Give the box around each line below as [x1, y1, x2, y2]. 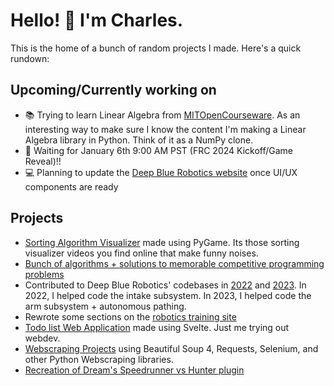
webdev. [24, 332, 61, 344]
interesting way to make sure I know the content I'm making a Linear [24, 123, 307, 135]
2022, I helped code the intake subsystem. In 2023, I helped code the [24, 289, 312, 301]
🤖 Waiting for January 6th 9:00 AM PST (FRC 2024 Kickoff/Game [24, 144, 294, 156]
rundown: [10, 52, 50, 64]
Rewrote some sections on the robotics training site [24, 310, 237, 323]
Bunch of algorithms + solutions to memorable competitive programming [24, 257, 325, 269]
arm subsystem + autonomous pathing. [24, 300, 187, 312]
